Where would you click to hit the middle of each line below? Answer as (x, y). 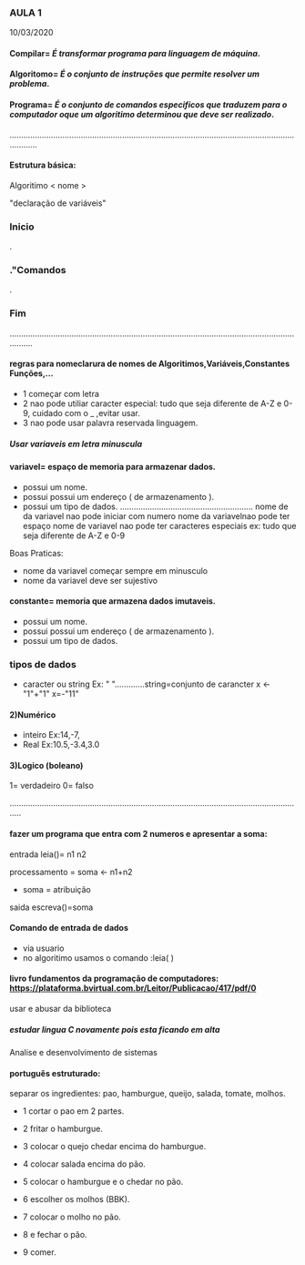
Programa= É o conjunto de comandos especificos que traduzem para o (148, 105)
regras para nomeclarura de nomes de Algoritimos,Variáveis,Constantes (149, 364)
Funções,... (31, 373)
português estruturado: (55, 1073)
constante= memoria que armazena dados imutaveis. (112, 601)
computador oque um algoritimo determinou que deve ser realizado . (142, 115)
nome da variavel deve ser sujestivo (90, 580)
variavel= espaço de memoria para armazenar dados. (112, 466)
